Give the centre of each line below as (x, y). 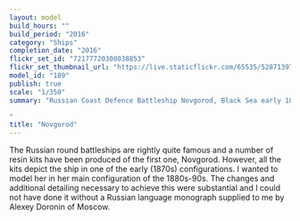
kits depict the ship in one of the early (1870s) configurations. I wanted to (144, 169)
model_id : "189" (39, 76)
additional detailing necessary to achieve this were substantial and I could (145, 188)
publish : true (36, 84)
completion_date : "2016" (55, 51)
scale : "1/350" (37, 92)
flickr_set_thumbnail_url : (59, 68)
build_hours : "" (39, 26)
